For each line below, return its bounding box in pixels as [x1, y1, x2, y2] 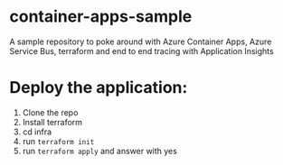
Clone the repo [22, 106, 79, 118]
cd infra [22, 126, 52, 137]
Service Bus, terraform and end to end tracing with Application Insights [9, 45, 274, 56]
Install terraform [22, 116, 83, 127]
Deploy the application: [9, 78, 188, 98]
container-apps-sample [9, 6, 193, 27]
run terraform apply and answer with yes [22, 145, 178, 156]
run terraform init [22, 135, 95, 146]
